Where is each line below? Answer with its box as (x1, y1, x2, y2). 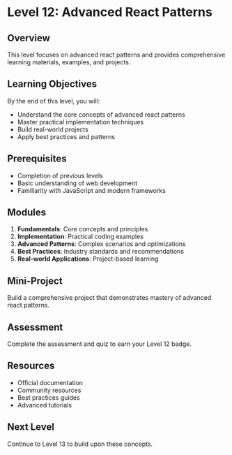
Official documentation (17, 378, 84, 387)
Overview (7, 32, 51, 44)
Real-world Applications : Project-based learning (17, 254, 159, 263)
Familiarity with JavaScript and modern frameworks (17, 186, 166, 194)
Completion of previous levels (17, 171, 103, 180)
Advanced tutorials (17, 400, 72, 409)
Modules (7, 207, 47, 219)
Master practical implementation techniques (17, 117, 144, 126)
